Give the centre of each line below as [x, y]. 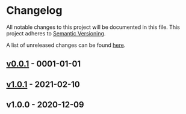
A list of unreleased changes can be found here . [66, 45]
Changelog [34, 10]
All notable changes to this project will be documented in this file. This [93, 27]
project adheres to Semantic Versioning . [56, 33]
